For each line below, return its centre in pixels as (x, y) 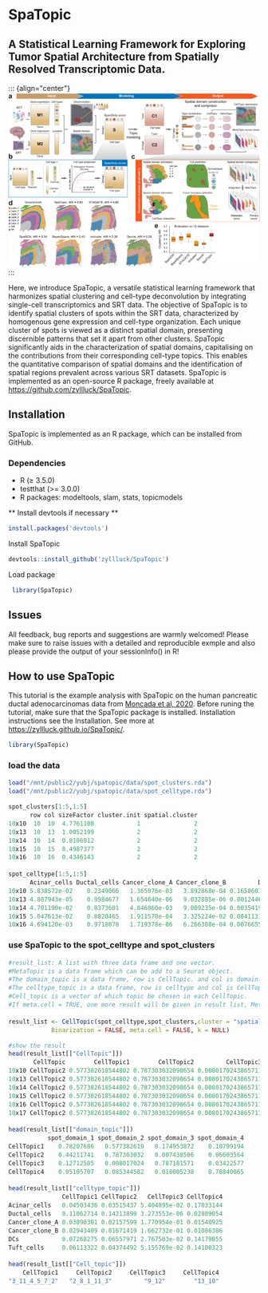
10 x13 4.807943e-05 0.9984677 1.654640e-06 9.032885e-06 (117, 900)
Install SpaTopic (34, 544)
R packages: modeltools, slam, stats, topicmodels (101, 497)
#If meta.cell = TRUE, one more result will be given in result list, (128, 1005)
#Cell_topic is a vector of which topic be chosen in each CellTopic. (128, 996)
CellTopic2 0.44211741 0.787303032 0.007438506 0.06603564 (126, 1155)
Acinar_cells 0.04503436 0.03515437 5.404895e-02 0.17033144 (116, 1206)
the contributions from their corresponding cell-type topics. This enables (128, 355)
